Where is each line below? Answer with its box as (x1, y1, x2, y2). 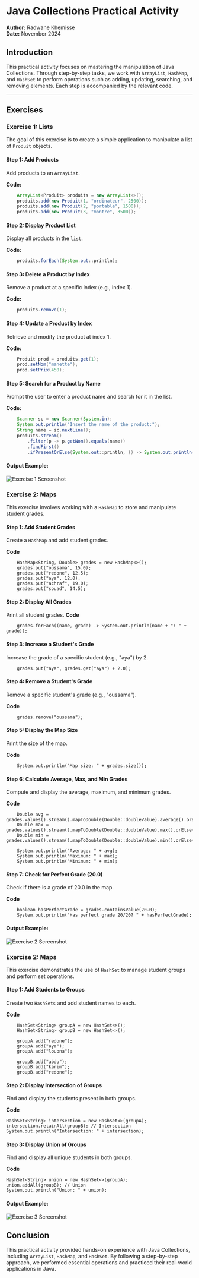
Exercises (6, 105, 43, 115)
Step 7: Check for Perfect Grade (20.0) (6, 870, 103, 878)
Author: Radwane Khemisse (6, 24, 75, 31)
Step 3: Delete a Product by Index (6, 270, 90, 277)
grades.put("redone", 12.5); (17, 570, 89, 576)
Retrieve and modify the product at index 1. (6, 333, 111, 340)
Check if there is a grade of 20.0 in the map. (6, 884, 114, 891)
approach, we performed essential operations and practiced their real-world (6, 1258, 192, 1266)
